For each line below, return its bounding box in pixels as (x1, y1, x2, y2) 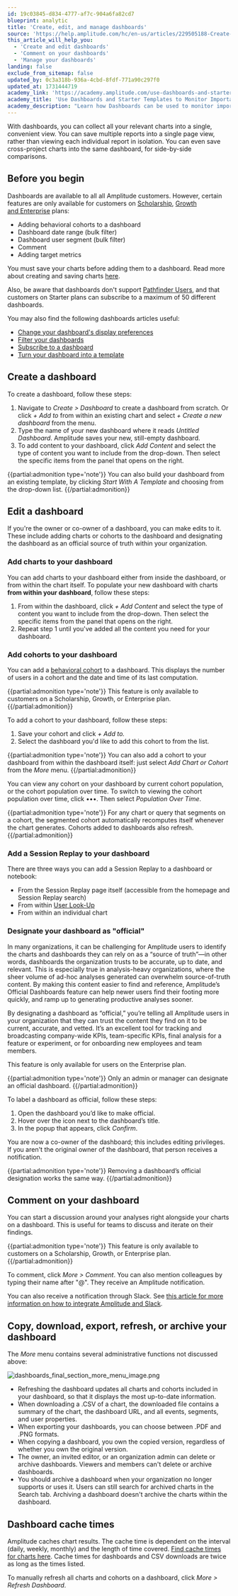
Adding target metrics (17, 250, 81, 259)
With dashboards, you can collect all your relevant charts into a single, (7, 122, 212, 130)
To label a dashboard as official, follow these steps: (7, 1095, 157, 1104)
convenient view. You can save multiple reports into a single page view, (7, 129, 215, 138)
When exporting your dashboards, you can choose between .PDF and (17, 1422, 222, 1431)
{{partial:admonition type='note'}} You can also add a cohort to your (7, 750, 207, 759)
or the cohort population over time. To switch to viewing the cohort (7, 787, 203, 796)
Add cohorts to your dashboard (7, 650, 118, 660)
